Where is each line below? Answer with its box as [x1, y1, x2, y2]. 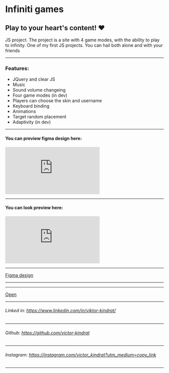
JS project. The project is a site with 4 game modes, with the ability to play [5, 37, 160, 43]
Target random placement [12, 114, 66, 120]
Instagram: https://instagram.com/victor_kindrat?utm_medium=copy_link [5, 351, 156, 358]
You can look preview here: [5, 205, 63, 211]
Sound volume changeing [12, 87, 66, 93]
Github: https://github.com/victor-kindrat [5, 330, 90, 336]
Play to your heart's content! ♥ [5, 24, 105, 32]
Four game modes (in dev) [12, 92, 68, 99]
